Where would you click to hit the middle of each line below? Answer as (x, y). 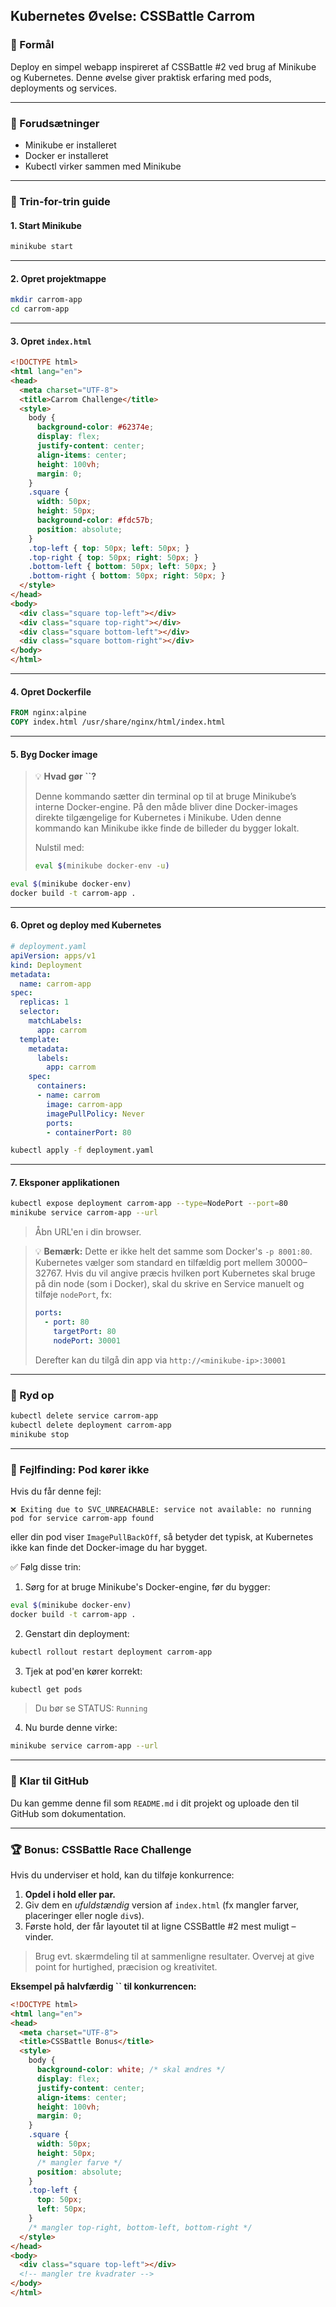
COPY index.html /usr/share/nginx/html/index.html (118, 722)
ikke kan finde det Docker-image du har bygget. (109, 1547)
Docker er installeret (66, 155)
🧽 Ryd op (32, 1395)
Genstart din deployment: (77, 1633)
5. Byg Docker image (54, 754)
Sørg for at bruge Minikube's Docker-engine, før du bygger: (147, 1586)
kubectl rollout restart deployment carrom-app (111, 1652)
